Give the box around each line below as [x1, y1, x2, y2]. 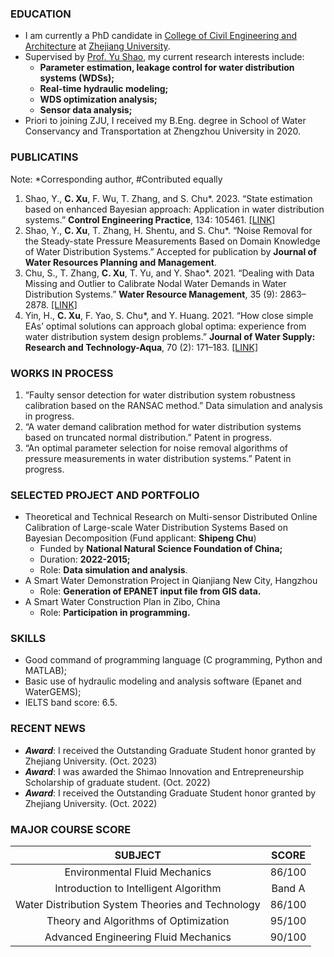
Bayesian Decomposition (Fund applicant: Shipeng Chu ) [24, 532, 257, 544]
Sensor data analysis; [39, 104, 133, 116]
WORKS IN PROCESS [10, 366, 114, 380]
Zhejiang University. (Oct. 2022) [24, 797, 158, 809]
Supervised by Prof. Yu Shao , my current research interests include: [24, 51, 305, 63]
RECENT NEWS [10, 722, 86, 736]
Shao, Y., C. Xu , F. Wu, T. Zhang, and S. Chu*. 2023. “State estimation [24, 192, 313, 204]
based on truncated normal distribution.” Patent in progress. [24, 431, 273, 443]
